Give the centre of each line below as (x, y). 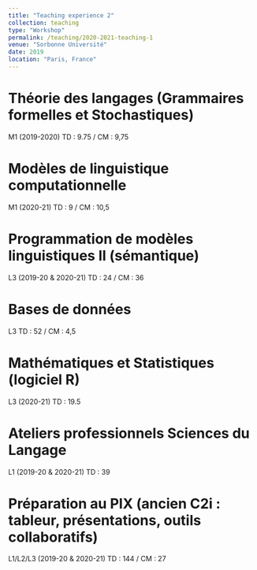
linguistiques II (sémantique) (104, 255)
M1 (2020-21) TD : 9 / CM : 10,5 (59, 207)
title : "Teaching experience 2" (61, 15)
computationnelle (67, 185)
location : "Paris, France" (52, 60)
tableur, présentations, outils (105, 520)
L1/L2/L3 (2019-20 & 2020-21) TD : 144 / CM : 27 (88, 559)
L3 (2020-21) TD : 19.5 (45, 402)
